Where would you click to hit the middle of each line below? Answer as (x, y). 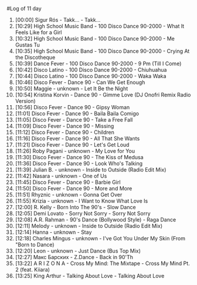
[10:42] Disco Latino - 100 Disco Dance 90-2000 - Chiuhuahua (91, 70)
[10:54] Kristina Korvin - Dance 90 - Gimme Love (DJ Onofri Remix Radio (103, 95)
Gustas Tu (28, 45)
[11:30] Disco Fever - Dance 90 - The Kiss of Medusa (79, 157)
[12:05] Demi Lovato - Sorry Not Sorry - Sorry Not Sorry (83, 213)
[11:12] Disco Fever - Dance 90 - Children (65, 132)
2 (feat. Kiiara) (33, 269)
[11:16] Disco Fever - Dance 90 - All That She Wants (77, 138)
